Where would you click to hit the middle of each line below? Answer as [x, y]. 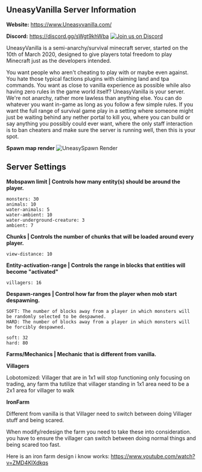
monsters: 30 [23, 199]
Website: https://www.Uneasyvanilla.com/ [59, 24]
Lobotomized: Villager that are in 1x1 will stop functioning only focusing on [98, 377]
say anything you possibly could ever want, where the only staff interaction [99, 124]
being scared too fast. [34, 444]
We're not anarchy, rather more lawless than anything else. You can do [94, 98]
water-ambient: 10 [29, 215]
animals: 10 [21, 204]
